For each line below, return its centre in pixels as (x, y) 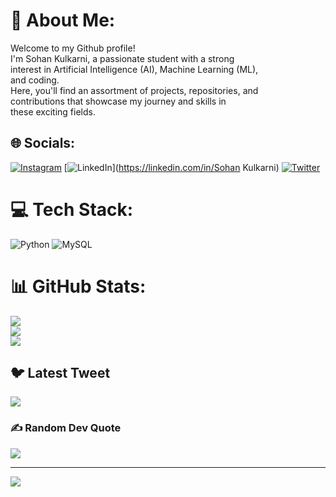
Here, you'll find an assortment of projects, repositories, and (134, 90)
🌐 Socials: (43, 143)
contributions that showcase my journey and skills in (118, 101)
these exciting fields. (53, 111)
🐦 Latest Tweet (60, 373)
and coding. (35, 80)
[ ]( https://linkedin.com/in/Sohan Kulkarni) (171, 167)
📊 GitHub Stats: (78, 286)
